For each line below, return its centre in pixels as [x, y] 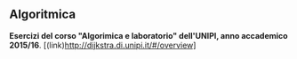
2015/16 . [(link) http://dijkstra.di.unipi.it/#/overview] [103, 45]
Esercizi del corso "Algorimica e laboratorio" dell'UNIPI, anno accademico [148, 35]
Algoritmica [43, 15]
